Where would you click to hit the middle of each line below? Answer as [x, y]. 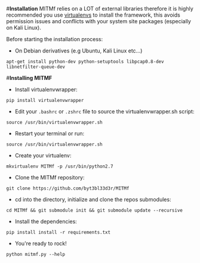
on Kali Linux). [24, 27]
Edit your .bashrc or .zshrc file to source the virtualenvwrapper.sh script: [104, 112]
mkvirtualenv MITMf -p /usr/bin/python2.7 [60, 166]
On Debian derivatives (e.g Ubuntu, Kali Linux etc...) [79, 51]
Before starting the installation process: [55, 39]
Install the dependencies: [46, 221]
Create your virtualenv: [43, 155]
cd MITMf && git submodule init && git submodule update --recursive [95, 211]
